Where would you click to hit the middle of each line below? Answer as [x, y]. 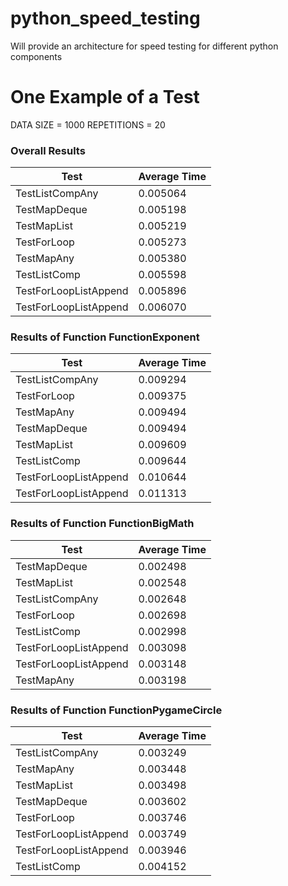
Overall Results [48, 150]
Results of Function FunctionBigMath [102, 524]
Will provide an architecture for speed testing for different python [144, 46]
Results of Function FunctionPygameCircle [116, 710]
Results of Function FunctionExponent [105, 337]
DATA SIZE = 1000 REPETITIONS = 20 [88, 124]
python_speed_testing [105, 18]
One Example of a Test [105, 97]
